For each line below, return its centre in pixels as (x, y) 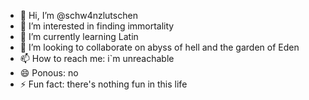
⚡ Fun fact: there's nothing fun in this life (103, 84)
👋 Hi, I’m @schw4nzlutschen (78, 15)
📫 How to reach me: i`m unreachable (97, 58)
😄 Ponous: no (49, 73)
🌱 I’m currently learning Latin (79, 36)
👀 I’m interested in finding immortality (97, 26)
